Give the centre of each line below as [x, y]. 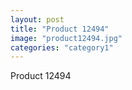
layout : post [37, 19]
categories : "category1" [62, 47]
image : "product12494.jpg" [66, 38]
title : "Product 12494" [60, 29]
